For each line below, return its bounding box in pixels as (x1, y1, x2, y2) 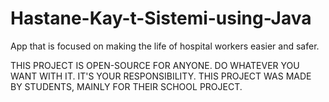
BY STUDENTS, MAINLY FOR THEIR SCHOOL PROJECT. (10, 80, 243, 92)
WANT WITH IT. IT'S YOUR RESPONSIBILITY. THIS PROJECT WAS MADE (10, 70, 312, 82)
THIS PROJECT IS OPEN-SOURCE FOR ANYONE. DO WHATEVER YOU (10, 59, 300, 71)
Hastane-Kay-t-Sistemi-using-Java (10, 7, 312, 30)
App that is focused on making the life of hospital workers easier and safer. (10, 40, 320, 52)
